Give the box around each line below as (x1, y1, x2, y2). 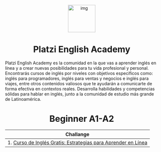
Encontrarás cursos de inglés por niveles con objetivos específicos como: (5, 70, 153, 76)
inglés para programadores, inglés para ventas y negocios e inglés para (5, 76, 149, 81)
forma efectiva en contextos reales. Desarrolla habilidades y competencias (5, 86, 155, 92)
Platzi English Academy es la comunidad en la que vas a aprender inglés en (5, 60, 157, 66)
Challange (65, 131, 90, 137)
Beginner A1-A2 (49, 114, 114, 124)
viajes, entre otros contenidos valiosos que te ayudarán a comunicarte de (5, 80, 152, 86)
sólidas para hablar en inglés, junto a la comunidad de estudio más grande (5, 91, 154, 97)
